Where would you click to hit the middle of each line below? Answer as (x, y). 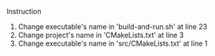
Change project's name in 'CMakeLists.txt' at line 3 (101, 35)
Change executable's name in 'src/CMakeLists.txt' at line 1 (113, 43)
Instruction (24, 11)
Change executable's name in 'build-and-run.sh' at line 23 (113, 26)
